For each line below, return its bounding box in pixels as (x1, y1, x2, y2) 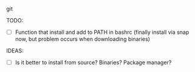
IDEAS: (6, 47, 24, 54)
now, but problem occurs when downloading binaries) (15, 36, 151, 43)
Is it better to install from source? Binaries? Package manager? (15, 59, 172, 66)
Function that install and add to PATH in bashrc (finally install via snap (15, 28, 190, 36)
